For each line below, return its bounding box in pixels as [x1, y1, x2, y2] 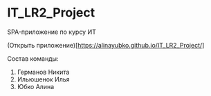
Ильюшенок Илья [17, 75, 71, 84]
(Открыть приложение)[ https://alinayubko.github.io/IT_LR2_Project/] [7, 41, 205, 49]
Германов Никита [17, 68, 70, 76]
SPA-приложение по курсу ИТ [7, 28, 97, 36]
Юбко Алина [17, 82, 55, 90]
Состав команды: [7, 54, 59, 63]
